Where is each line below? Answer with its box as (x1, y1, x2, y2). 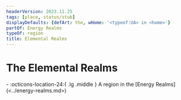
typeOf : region (6, 31, 44, 36)
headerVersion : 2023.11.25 (6, 8, 73, 15)
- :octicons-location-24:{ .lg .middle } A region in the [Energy (6, 81, 155, 88)
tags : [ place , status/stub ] (6, 14, 76, 20)
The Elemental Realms (6, 61, 118, 75)
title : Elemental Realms (6, 36, 67, 42)
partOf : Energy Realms (6, 25, 62, 31)
